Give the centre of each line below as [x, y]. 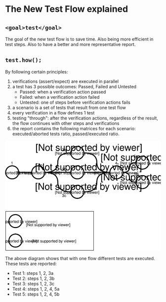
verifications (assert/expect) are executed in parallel [65, 81]
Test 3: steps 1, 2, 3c [33, 284]
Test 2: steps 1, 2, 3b [33, 279]
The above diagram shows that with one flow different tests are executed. [80, 259]
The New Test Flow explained [67, 9]
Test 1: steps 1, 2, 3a [33, 273]
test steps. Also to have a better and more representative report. [70, 44]
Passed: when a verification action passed [63, 92]
